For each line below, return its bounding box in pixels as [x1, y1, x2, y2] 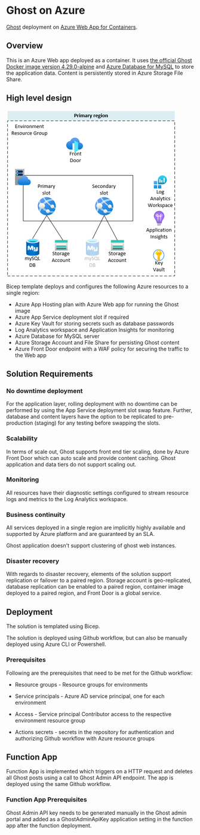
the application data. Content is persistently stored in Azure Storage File [6, 69, 183, 77]
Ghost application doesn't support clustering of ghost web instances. [6, 542, 177, 549]
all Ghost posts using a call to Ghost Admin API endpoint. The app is [6, 774, 174, 781]
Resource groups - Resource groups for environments [14, 681, 148, 688]
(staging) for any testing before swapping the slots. [34, 419, 161, 426]
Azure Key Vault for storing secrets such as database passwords [14, 319, 174, 327]
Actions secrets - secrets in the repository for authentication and [14, 728, 174, 736]
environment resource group [14, 717, 85, 724]
